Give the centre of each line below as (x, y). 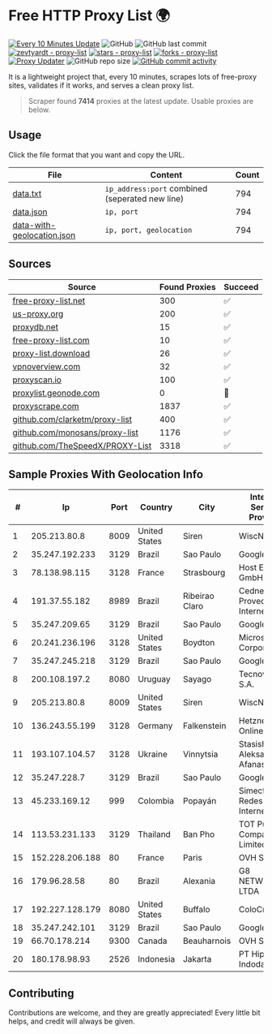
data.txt (27, 193)
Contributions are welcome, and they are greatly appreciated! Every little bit (134, 1013)
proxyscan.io (37, 380)
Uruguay (154, 679)
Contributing (41, 993)
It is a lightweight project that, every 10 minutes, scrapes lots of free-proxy (133, 76)
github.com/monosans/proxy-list (76, 433)
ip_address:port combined (156, 188)
